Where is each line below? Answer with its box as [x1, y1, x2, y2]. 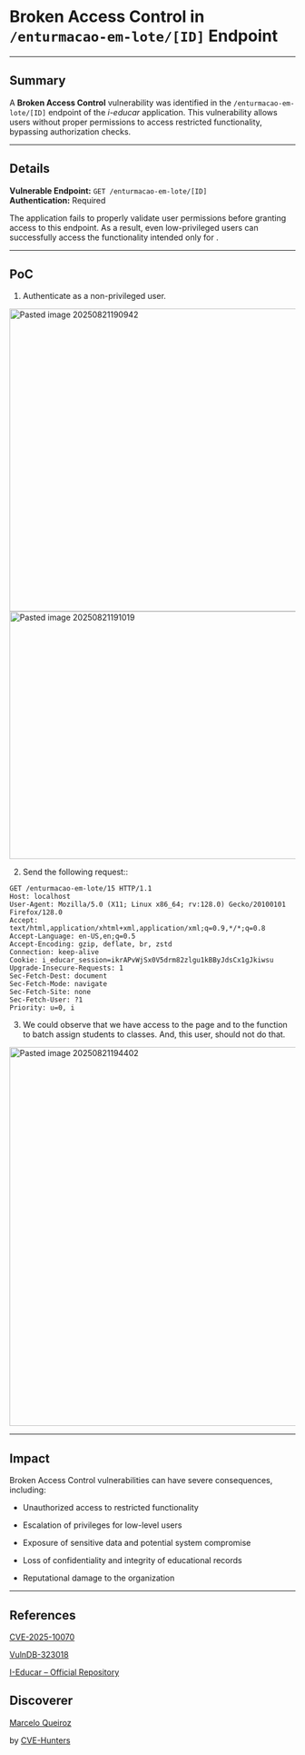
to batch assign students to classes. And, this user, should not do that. [22, 1029, 286, 1040]
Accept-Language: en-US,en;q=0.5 [9, 932, 136, 942]
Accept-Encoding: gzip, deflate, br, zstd [9, 940, 172, 949]
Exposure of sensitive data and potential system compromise [22, 1538, 251, 1549]
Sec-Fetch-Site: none [9, 988, 92, 997]
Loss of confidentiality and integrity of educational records [22, 1555, 242, 1566]
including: [9, 1484, 47, 1496]
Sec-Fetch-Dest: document [9, 972, 107, 981]
